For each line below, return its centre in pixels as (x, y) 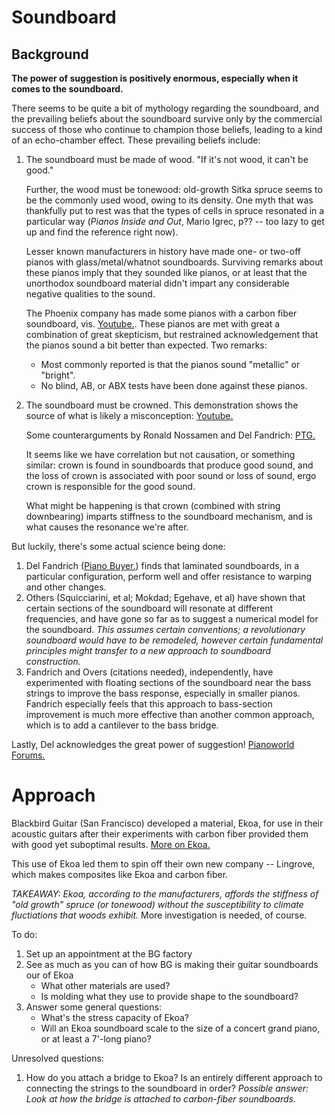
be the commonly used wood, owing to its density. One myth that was (169, 200)
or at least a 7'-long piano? (96, 1038)
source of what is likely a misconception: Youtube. (129, 415)
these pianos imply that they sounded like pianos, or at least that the (166, 272)
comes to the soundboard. (67, 89)
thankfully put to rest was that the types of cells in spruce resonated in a (175, 210)
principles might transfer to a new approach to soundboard (148, 650)
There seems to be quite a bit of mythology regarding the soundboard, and (165, 108)
